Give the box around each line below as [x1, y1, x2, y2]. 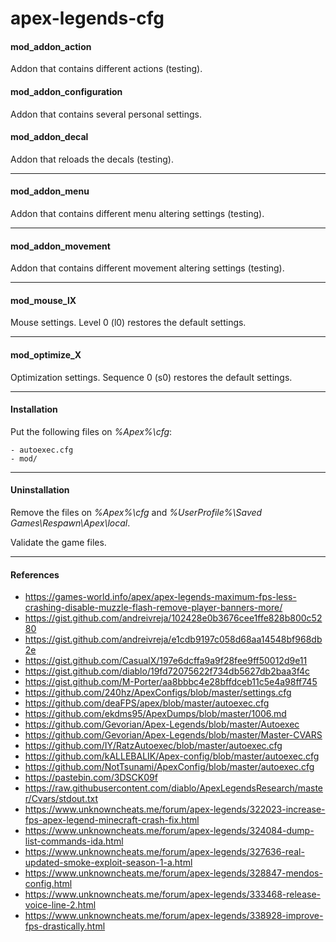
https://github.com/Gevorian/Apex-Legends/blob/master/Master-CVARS [24, 729, 323, 741]
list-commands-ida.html [24, 835, 124, 847]
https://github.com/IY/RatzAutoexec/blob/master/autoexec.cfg [24, 740, 283, 752]
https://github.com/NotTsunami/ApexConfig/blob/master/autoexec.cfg [24, 761, 315, 773]
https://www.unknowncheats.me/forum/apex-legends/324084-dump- [24, 825, 315, 837]
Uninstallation [10, 484, 70, 496]
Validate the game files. [10, 537, 107, 549]
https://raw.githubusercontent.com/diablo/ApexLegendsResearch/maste [24, 782, 323, 794]
